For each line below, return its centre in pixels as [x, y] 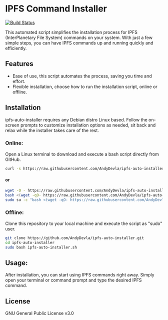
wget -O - [15, 190]
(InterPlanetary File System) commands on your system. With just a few [79, 37]
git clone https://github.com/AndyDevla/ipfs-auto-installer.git [74, 238]
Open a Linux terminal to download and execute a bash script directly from [82, 154]
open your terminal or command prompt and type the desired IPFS [73, 280]
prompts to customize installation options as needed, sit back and [88, 125]
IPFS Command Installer [56, 9]
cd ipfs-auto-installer [30, 242]
